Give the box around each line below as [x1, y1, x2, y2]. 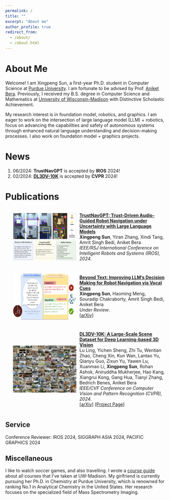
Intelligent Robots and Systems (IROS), [79, 250, 161, 256]
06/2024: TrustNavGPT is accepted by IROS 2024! [12, 168, 120, 174]
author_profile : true [5, 24, 51, 30]
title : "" [5, 13, 26, 19]
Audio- [139, 212, 155, 218]
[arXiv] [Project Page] [79, 401, 125, 407]
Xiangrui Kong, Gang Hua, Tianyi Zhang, [79, 374, 163, 380]
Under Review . [79, 307, 110, 313]
